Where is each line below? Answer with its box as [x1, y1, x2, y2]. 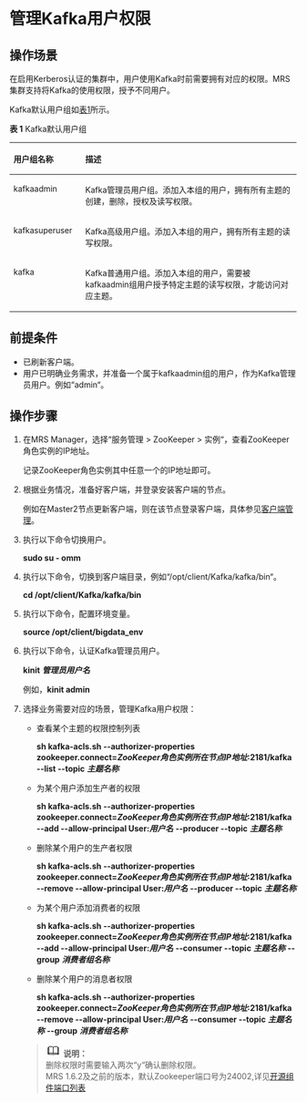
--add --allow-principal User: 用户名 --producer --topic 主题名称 [36, 823, 282, 834]
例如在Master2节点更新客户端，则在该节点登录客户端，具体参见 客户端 [22, 503, 286, 515]
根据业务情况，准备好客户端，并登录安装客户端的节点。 [22, 484, 230, 495]
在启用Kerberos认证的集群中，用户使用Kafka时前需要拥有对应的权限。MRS [9, 74, 291, 84]
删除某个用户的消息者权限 [36, 973, 133, 984]
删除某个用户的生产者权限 [36, 842, 133, 853]
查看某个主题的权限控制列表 [36, 723, 141, 734]
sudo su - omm [22, 552, 81, 563]
